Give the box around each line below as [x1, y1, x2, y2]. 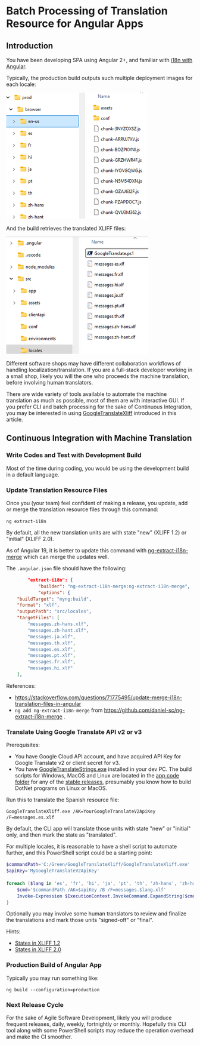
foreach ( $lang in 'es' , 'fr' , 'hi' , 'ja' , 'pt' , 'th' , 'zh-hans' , [6, 880, 177, 886]
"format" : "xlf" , [17, 602, 60, 608]
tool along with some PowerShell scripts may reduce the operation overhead [6, 1027, 194, 1034]
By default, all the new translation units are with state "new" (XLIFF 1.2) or [6, 528, 187, 536]
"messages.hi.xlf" [27, 665, 73, 671]
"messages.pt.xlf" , [27, 653, 76, 659]
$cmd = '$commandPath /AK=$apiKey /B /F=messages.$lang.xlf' [17, 887, 167, 893]
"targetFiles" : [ [17, 615, 60, 621]
